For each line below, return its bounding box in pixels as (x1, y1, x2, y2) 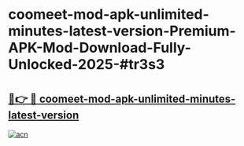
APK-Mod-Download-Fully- (8, 39, 191, 57)
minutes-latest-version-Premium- (8, 22, 236, 40)
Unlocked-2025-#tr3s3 (8, 56, 165, 74)
